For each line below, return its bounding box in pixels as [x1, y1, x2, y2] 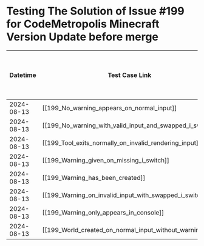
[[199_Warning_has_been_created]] [42, 173, 146, 182]
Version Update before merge [6, 30, 159, 44]
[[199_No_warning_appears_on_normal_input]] [42, 104, 177, 112]
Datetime [9, 71, 36, 79]
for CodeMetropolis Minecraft [6, 17, 160, 31]
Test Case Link [107, 71, 152, 79]
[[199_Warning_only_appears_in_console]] [42, 208, 165, 216]
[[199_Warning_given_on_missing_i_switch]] [42, 156, 170, 164]
